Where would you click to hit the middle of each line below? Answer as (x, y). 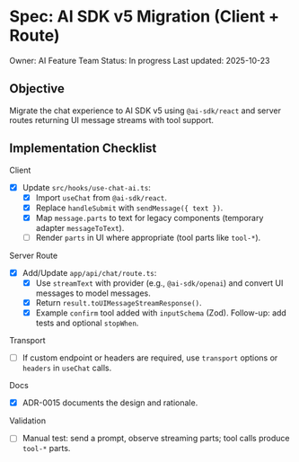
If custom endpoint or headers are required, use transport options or (150, 358)
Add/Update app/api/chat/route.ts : (89, 272)
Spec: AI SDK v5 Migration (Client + (145, 17)
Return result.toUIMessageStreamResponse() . (119, 302)
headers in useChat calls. (67, 368)
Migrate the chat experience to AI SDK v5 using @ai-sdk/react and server (145, 111)
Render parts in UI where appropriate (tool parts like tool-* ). (148, 237)
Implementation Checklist (83, 149)
